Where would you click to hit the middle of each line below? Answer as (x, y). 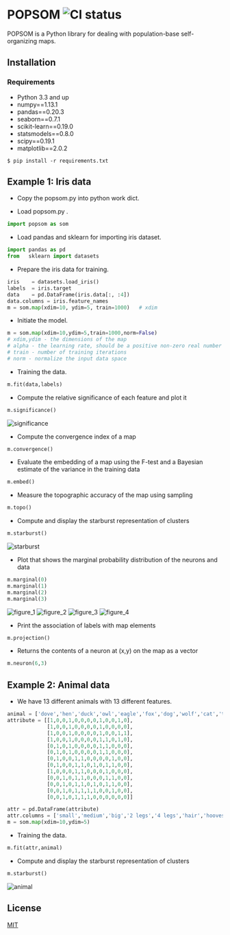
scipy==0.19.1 (36, 141)
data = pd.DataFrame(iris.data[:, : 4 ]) (68, 295)
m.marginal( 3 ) (27, 599)
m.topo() (20, 508)
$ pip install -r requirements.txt (58, 161)
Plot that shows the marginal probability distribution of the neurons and (117, 560)
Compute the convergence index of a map (77, 437)
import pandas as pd (37, 250)
